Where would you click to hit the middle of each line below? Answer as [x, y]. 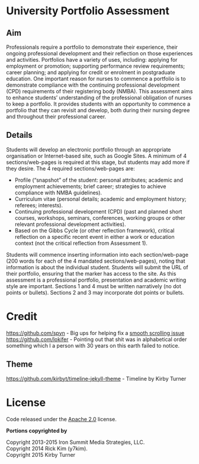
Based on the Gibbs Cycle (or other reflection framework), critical [94, 231]
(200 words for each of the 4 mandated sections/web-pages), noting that [96, 261]
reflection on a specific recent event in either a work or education [94, 236]
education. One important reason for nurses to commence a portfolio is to [96, 79]
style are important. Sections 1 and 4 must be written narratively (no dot [94, 286]
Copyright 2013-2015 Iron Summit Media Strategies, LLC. [76, 442]
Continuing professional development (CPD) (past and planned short [98, 212]
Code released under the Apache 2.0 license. [61, 419]
